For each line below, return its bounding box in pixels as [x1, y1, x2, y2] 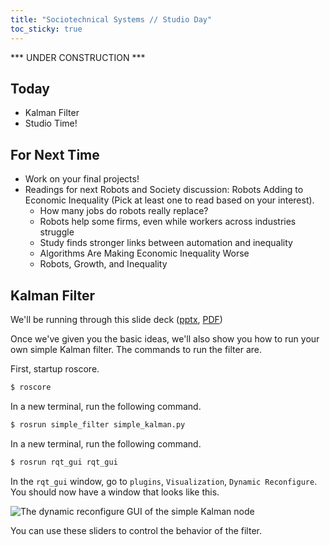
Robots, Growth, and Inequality [39, 258, 168, 270]
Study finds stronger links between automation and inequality [39, 237, 293, 249]
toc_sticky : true [10, 24, 83, 34]
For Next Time [10, 146, 100, 163]
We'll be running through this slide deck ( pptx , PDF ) [10, 313, 223, 325]
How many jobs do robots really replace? [39, 205, 209, 217]
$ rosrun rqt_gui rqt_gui [10, 457, 118, 467]
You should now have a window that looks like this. [10, 486, 220, 498]
